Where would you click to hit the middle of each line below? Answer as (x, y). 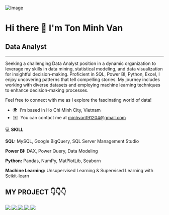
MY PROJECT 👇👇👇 (36, 192)
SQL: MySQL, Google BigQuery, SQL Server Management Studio (72, 141)
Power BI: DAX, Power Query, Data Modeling (52, 151)
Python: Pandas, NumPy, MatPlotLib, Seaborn (53, 161)
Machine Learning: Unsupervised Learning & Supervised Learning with (79, 170)
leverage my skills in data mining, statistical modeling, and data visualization (84, 69)
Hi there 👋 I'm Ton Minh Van (64, 28)
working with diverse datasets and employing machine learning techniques (83, 85)
